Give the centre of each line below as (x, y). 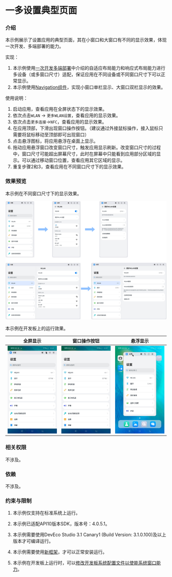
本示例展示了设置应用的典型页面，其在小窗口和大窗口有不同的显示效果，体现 (86, 40)
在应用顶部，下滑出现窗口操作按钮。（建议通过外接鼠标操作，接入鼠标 (85, 128)
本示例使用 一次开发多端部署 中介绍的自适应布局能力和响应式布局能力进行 (89, 68)
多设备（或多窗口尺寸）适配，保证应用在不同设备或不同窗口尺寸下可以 (87, 74)
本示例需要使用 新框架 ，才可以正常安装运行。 (60, 552)
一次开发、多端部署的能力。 (35, 46)
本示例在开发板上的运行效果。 (37, 328)
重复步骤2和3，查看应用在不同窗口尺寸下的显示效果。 (69, 167)
